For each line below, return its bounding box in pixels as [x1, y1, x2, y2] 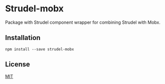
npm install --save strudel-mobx [5, 46, 74, 52]
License [5, 60, 30, 69]
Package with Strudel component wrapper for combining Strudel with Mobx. [5, 19, 161, 25]
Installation [5, 34, 41, 42]
